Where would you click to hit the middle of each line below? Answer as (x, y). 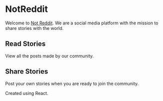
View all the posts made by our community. (49, 56)
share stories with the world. (34, 28)
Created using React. (27, 93)
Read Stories (25, 44)
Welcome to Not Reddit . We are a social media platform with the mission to (82, 23)
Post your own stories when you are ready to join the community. (72, 84)
